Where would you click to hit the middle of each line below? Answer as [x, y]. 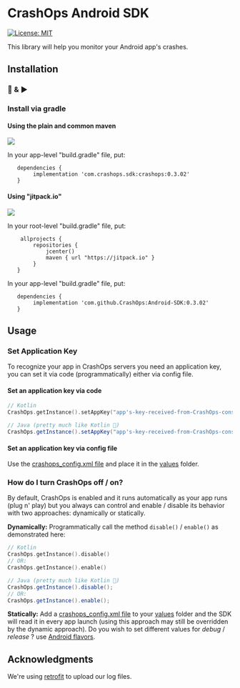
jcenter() [60, 251]
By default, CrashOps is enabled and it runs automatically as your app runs [117, 498]
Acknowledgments [51, 659]
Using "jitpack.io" [35, 196]
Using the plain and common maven [62, 126]
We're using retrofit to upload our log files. [70, 677]
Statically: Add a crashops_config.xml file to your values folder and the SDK [120, 614]
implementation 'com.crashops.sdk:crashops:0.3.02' [112, 174]
